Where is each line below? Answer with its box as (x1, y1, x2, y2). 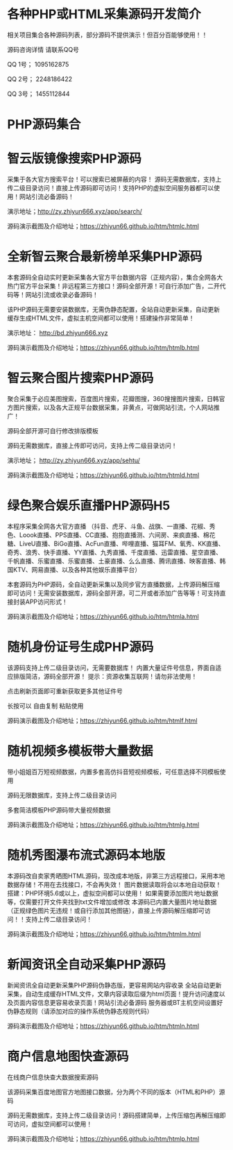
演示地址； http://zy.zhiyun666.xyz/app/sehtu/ (7, 456, 141, 464)
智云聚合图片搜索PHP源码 (7, 371, 154, 386)
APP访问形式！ (25, 598, 68, 606)
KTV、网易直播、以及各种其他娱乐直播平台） (12, 565, 141, 573)
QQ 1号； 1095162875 (7, 60, 69, 68)
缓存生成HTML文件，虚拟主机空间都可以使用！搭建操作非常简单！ (7, 314, 196, 322)
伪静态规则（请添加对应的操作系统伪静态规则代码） (7, 1007, 153, 1015)
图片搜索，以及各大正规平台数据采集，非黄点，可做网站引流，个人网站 (12, 403, 214, 412)
